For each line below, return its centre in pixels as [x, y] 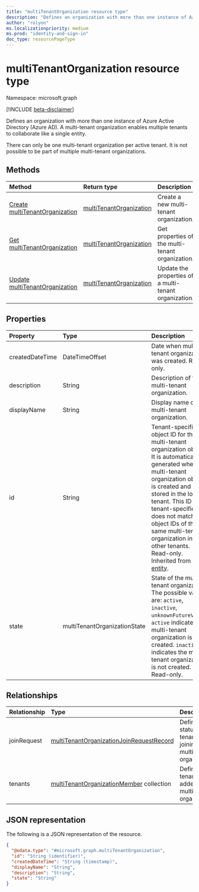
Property [22, 335]
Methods [23, 170]
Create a [169, 197]
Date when [166, 346]
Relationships [32, 695]
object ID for [168, 434]
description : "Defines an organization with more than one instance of [96, 17]
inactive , [164, 607]
